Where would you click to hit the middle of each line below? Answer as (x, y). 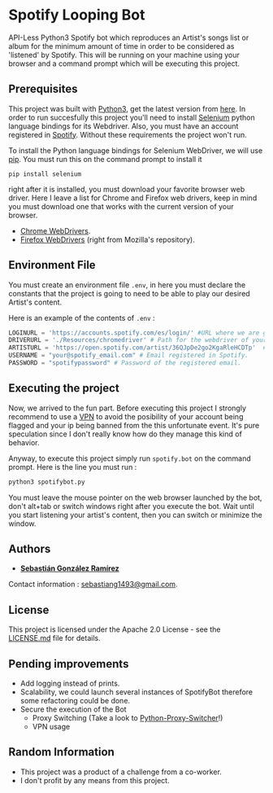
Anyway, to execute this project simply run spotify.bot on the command (130, 458)
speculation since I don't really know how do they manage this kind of (125, 434)
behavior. (24, 442)
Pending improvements (69, 664)
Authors (30, 549)
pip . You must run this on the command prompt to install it (105, 159)
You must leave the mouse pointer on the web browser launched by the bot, (135, 497)
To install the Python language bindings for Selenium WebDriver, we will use (136, 150)
